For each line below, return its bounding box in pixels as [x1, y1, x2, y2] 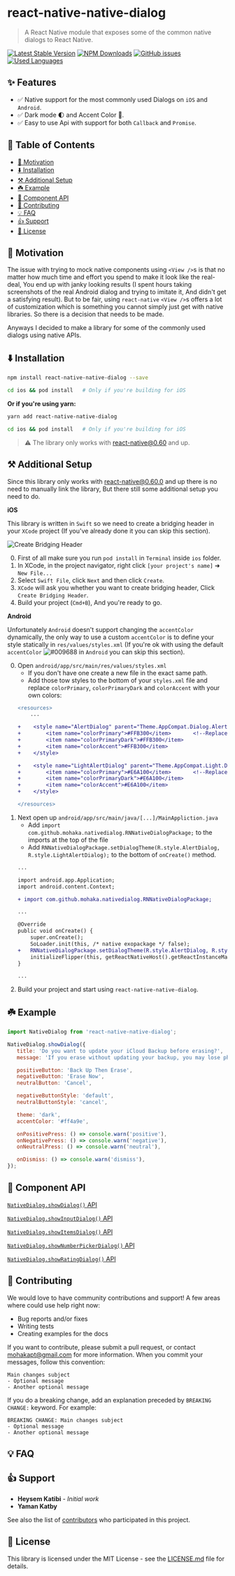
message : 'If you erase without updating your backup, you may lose [16, 1054, 220, 1061]
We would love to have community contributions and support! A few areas [7, 1294, 220, 1302]
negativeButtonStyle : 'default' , [16, 1092, 114, 1099]
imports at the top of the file [27, 836, 108, 844]
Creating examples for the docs [17, 1329, 108, 1338]
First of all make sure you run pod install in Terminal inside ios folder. [17, 554, 222, 562]
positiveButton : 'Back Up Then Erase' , [16, 1066, 133, 1074]
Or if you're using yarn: [7, 399, 76, 408]
